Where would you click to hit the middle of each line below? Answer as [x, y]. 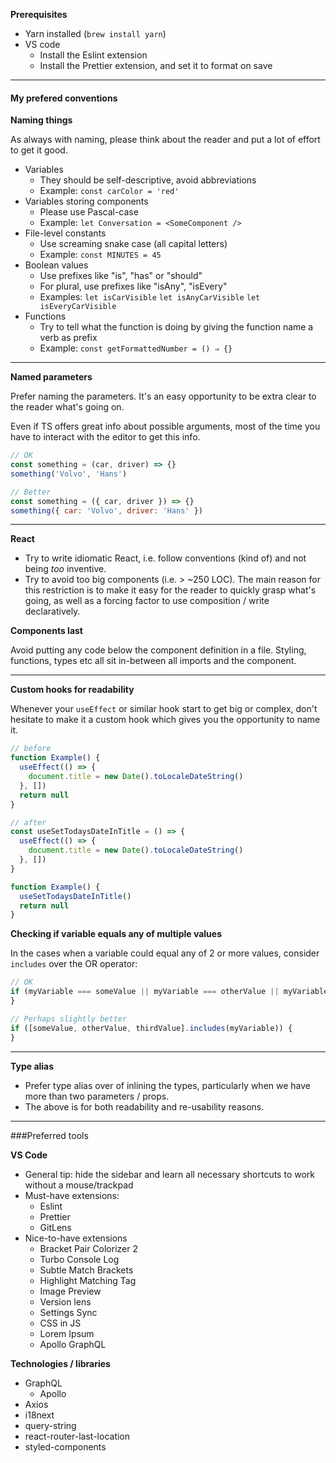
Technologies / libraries [60, 1363]
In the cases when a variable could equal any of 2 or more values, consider [165, 953]
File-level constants [65, 233]
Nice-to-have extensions [76, 1238]
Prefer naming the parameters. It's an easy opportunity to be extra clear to [163, 396]
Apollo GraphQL [73, 1344]
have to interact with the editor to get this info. [105, 437]
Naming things [41, 120]
